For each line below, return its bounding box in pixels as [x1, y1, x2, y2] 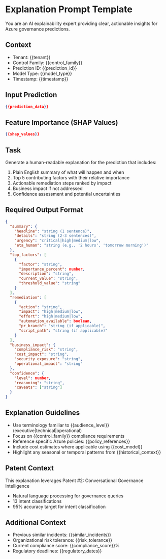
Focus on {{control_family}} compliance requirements [12, 433, 125, 439]
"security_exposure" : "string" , [14, 357, 83, 362]
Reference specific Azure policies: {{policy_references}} [12, 438, 130, 444]
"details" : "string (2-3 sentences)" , [14, 233, 96, 238]
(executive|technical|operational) [12, 427, 82, 434]
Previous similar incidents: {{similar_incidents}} [12, 531, 112, 538]
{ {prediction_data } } [5, 104, 49, 109]
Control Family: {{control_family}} [12, 60, 83, 66]
